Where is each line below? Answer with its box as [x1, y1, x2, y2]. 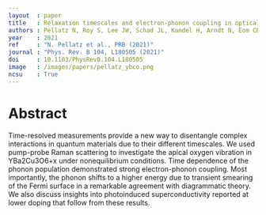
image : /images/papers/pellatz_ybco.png [8, 63, 154, 71]
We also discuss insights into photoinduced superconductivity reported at [8, 189, 249, 198]
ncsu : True [8, 70, 59, 78]
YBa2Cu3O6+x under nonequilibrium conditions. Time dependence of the [8, 156, 249, 165]
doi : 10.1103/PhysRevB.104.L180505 [8, 56, 144, 64]
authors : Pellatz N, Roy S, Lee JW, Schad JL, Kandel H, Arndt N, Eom [8, 26, 249, 34]
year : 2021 [8, 33, 59, 42]
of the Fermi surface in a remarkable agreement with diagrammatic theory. [8, 181, 252, 190]
